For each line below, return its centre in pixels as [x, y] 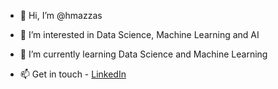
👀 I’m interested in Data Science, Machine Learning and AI [139, 34]
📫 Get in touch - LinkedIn [73, 74]
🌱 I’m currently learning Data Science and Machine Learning [143, 54]
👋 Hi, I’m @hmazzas [61, 15]
